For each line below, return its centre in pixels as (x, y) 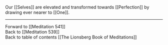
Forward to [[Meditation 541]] (35, 26)
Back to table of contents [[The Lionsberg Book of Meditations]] (71, 37)
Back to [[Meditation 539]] (32, 32)
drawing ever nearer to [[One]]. (37, 12)
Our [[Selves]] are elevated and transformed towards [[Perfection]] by (77, 7)
